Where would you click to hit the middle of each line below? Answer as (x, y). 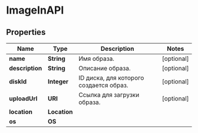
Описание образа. (105, 68)
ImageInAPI (35, 10)
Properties (26, 32)
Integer (58, 82)
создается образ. (103, 85)
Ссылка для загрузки (109, 95)
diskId (18, 82)
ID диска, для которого (111, 78)
